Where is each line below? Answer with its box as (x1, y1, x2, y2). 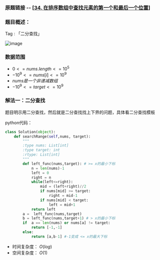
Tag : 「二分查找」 (5, 31, 43, 37)
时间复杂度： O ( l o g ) (12, 243, 52, 249)
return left (31, 207, 56, 212)
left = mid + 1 (48, 202, 76, 207)
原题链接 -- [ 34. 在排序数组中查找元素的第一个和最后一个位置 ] (5, 4, 151, 11)
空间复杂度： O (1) (12, 250, 48, 256)
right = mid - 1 (48, 193, 78, 198)
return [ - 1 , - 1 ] (31, 225, 63, 230)
